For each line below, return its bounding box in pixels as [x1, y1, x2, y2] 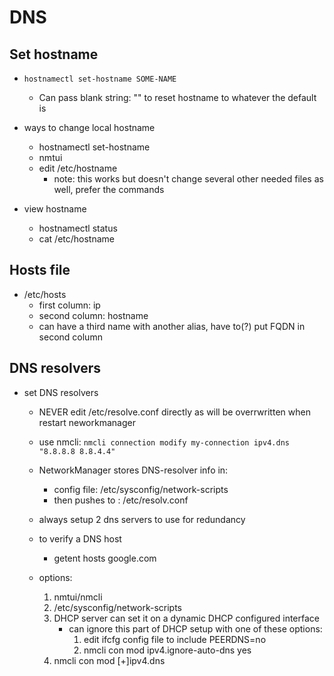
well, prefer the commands [53, 184, 165, 195]
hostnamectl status [38, 222, 118, 234]
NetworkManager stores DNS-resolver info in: [38, 464, 229, 476]
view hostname [23, 203, 87, 215]
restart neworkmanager [38, 416, 136, 428]
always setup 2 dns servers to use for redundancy [38, 513, 246, 525]
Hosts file [9, 262, 71, 279]
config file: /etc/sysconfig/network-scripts [53, 483, 229, 495]
